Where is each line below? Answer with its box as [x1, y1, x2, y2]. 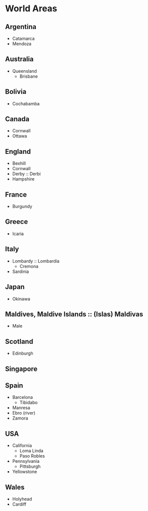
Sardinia [12, 269, 30, 274]
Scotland [5, 337, 33, 346]
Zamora [12, 415, 29, 421]
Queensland [12, 68, 37, 74]
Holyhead [12, 496, 32, 502]
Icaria [12, 231, 24, 237]
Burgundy [12, 204, 32, 210]
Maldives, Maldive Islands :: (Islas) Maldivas [5, 310, 144, 318]
